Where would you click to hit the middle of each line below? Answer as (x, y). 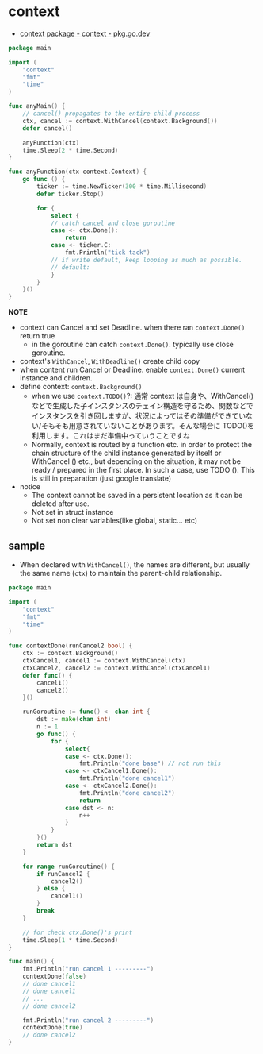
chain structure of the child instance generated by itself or (126, 453)
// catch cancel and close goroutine (113, 223)
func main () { (32, 962)
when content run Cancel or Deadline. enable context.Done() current (132, 370)
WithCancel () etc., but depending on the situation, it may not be (136, 461)
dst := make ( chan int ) (74, 720)
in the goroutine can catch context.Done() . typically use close (132, 345)
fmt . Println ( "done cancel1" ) (127, 778)
